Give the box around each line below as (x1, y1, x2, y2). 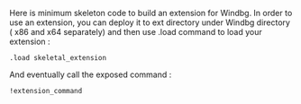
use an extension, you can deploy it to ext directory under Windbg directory (9, 17, 291, 28)
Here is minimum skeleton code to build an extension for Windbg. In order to (9, 8, 293, 18)
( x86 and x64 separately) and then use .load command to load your (9, 27, 263, 37)
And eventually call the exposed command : (9, 69, 172, 80)
